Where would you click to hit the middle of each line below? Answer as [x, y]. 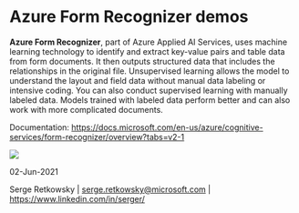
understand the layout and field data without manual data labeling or [138, 80]
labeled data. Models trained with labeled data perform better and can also [150, 100]
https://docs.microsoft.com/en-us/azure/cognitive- [167, 127]
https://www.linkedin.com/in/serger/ [77, 198]
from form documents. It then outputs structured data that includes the [142, 61]
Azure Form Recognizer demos [129, 17]
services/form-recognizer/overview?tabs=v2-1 [97, 137]
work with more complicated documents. [87, 109]
